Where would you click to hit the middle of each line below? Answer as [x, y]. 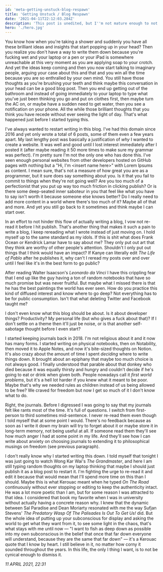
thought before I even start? [53, 329]
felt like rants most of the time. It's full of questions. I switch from [70, 410]
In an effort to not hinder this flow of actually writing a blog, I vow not [74, 222]
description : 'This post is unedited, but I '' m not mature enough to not [81, 23]
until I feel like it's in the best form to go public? [52, 263]
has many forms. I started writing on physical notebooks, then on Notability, [81, 344]
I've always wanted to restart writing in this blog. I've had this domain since [80, 129]
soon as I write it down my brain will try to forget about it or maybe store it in [81, 426]
